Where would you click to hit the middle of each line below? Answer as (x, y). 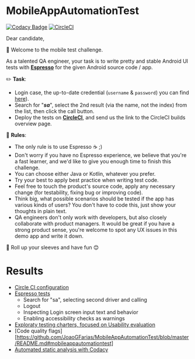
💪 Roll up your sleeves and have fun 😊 (53, 247)
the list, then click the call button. (54, 111)
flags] (55, 331)
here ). (22, 98)
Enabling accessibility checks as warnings (74, 318)
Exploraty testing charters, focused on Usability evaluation (85, 324)
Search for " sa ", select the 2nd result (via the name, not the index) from (101, 105)
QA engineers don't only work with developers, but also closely (90, 217)
